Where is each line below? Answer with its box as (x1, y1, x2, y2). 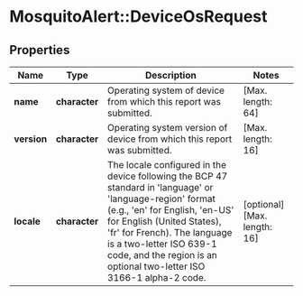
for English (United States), (106, 215, 222, 227)
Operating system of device (106, 84, 225, 97)
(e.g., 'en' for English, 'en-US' (106, 204, 234, 216)
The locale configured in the (106, 159, 227, 171)
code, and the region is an (106, 249, 218, 261)
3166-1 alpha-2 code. (106, 272, 207, 283)
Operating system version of (106, 122, 228, 134)
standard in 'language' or (106, 181, 214, 193)
